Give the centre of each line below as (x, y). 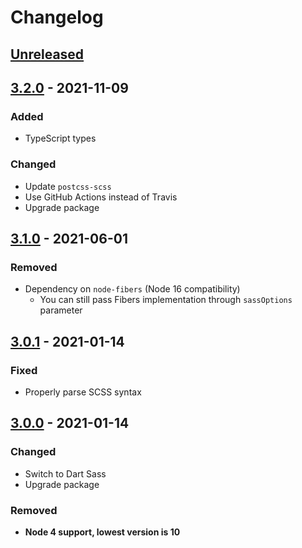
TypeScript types (60, 138)
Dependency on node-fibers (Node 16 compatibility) (132, 289)
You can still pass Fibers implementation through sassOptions (166, 300)
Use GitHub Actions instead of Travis (101, 197)
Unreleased (47, 54)
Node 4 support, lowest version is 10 (102, 532)
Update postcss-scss (68, 186)
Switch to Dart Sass (65, 473)
